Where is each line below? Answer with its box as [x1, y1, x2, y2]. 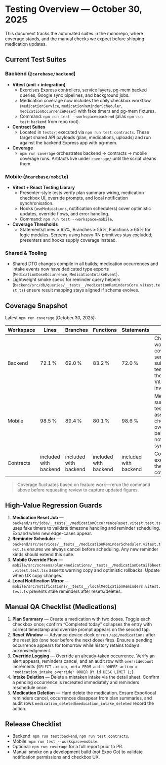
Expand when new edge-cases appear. [12, 530, 92, 536]
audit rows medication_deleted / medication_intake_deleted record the [12, 700, 154, 706]
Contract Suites [12, 124, 45, 130]
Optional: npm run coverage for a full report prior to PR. [12, 744, 124, 750]
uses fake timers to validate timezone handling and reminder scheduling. [12, 525, 161, 531]
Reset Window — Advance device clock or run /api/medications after [12, 631, 156, 637]
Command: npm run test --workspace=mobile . [19, 216, 114, 222]
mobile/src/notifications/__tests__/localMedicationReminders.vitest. [12, 584, 161, 589]
